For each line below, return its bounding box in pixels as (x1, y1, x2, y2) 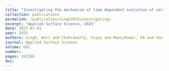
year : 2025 (5, 30, 28, 35)
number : (5, 49, 22, 54)
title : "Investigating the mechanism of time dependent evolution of (5, 7, 154, 12)
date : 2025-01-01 (5, 26, 42, 31)
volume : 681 (5, 44, 30, 49)
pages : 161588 (5, 53, 35, 59)
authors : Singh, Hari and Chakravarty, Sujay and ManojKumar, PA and (5, 35, 154, 40)
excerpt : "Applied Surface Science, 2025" (5, 21, 96, 26)
